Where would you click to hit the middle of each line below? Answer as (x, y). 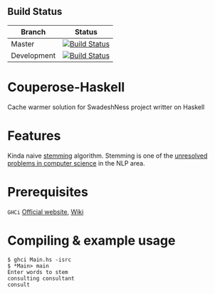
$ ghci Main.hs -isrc (40, 260)
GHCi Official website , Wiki (46, 212)
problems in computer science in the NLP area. (76, 163)
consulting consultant (41, 278)
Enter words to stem (38, 272)
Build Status (35, 12)
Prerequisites (48, 192)
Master (23, 44)
